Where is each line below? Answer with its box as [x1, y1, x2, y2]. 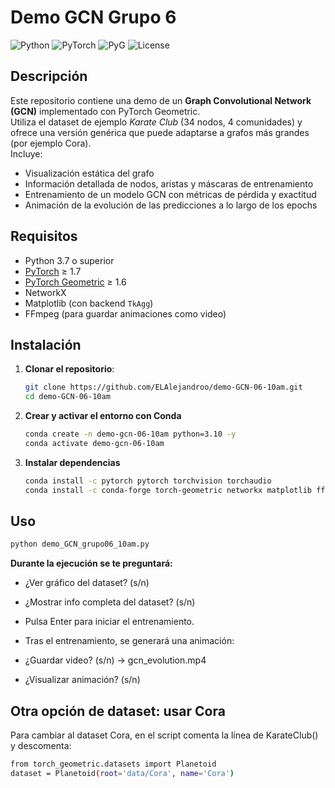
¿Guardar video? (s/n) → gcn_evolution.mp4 [24, 654, 207, 666]
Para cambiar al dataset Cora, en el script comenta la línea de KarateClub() [10, 729, 319, 741]
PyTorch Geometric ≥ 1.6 [24, 276, 127, 288]
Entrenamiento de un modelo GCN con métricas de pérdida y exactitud [24, 188, 317, 200]
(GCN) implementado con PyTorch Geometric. [10, 105, 201, 117]
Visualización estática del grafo [24, 167, 155, 179]
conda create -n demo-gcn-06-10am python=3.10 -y [24, 429, 237, 440]
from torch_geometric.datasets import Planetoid [10, 759, 217, 770]
